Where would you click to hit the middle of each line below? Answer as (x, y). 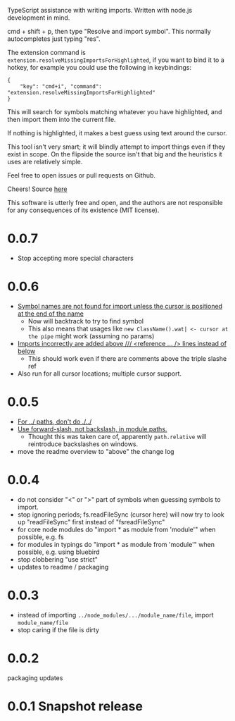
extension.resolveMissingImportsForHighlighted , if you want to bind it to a (116, 60)
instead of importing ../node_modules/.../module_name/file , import (115, 615)
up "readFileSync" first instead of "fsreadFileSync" (91, 522)
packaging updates (35, 678)
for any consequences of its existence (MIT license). (83, 210)
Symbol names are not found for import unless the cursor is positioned (120, 306)
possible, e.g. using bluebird (58, 552)
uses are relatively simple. (45, 162)
